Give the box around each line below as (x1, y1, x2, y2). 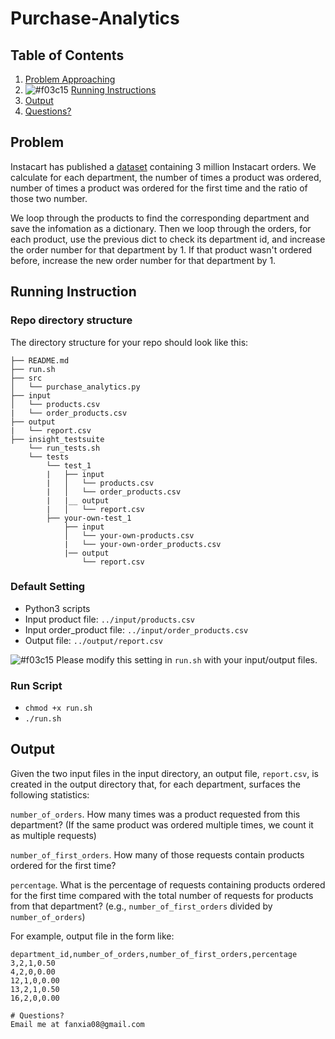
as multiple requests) (10, 829, 97, 841)
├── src (10, 373, 43, 383)
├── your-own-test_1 (46, 513, 132, 523)
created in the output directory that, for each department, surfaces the (10, 778, 301, 790)
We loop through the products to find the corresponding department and (10, 212, 310, 224)
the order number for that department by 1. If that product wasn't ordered (10, 243, 313, 256)
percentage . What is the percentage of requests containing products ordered (10, 878, 326, 891)
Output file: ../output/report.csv (24, 634, 164, 646)
